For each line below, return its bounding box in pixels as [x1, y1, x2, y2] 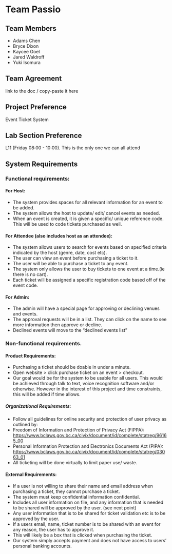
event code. [12, 282, 39, 288]
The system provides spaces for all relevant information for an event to [12, 199, 163, 205]
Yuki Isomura [12, 60, 41, 65]
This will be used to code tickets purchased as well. [12, 221, 122, 227]
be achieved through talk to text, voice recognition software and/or [12, 381, 155, 387]
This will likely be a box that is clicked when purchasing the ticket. [12, 532, 152, 538]
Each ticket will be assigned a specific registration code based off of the [12, 277, 166, 283]
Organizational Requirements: [5, 403, 71, 409]
